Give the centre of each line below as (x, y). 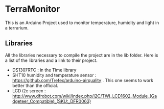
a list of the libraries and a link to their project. (51, 60)
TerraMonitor (33, 9)
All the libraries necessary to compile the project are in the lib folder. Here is (82, 55)
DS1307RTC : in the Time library (44, 70)
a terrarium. (17, 27)
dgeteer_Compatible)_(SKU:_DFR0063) (52, 101)
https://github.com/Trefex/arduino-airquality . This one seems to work (82, 80)
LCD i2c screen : (29, 91)
